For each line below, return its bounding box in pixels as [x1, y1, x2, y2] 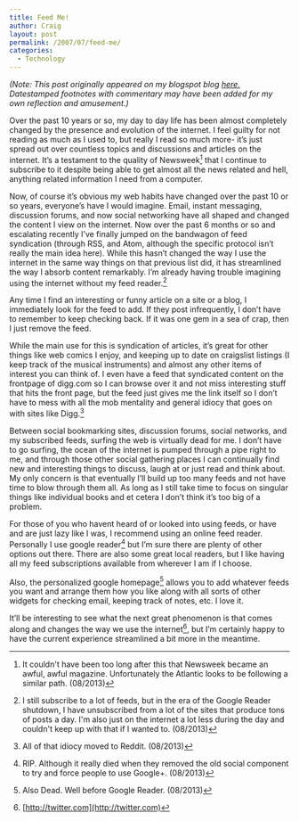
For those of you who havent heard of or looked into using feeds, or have [9, 518, 278, 529]
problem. [9, 501, 43, 512]
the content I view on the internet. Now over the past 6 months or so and [9, 219, 276, 230]
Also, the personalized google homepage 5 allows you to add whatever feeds [9, 575, 289, 587]
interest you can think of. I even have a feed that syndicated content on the [9, 369, 284, 380]
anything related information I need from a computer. [9, 173, 203, 184]
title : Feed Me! [9, 12, 69, 22]
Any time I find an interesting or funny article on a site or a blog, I [9, 295, 247, 306]
